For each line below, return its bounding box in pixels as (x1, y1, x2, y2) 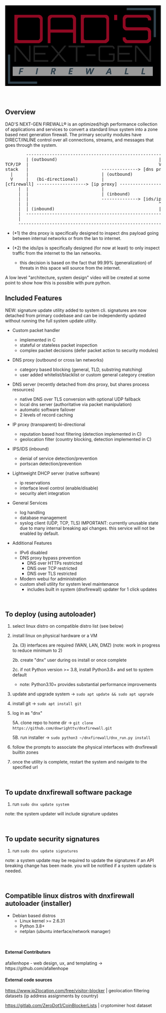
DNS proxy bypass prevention (19, 555, 81, 561)
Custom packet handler (12, 327, 60, 333)
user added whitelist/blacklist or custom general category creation (19, 371, 155, 377)
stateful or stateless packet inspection (19, 342, 98, 348)
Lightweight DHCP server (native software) (12, 470, 100, 476)
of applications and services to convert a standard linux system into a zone (5, 126, 158, 132)
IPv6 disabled (19, 549, 48, 555)
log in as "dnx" (12, 710, 43, 716)
